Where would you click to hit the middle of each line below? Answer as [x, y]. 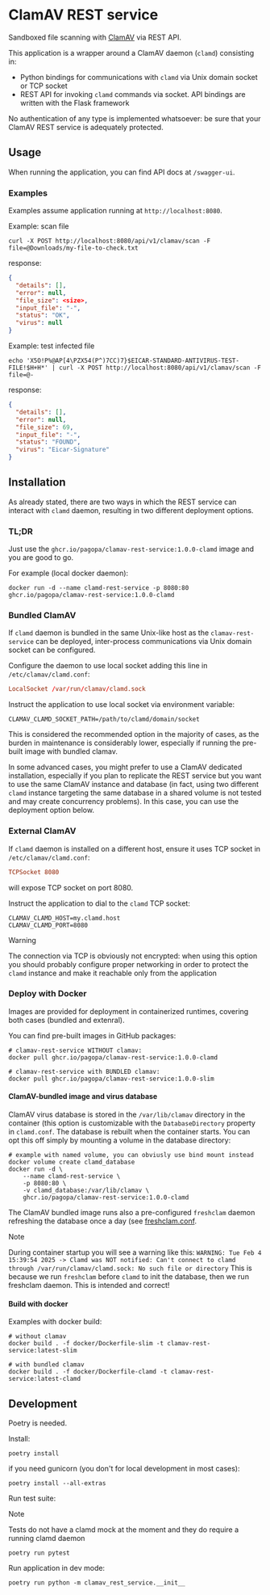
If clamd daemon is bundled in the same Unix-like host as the [109, 633]
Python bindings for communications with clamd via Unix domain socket [139, 77]
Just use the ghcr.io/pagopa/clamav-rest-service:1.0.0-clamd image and [131, 549]
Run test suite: [32, 1498]
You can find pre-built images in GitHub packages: [92, 1035]
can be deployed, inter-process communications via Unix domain [144, 642]
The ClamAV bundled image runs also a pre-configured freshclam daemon [132, 1212]
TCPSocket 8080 [34, 872]
